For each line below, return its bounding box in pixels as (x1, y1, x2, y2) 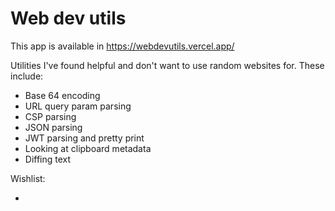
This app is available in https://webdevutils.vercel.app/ (10, 40, 235, 52)
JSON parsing (24, 121, 83, 133)
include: (10, 70, 44, 82)
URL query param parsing (24, 100, 132, 112)
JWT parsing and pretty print (24, 132, 145, 144)
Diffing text (24, 153, 72, 165)
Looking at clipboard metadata (24, 142, 152, 154)
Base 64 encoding (24, 89, 101, 101)
